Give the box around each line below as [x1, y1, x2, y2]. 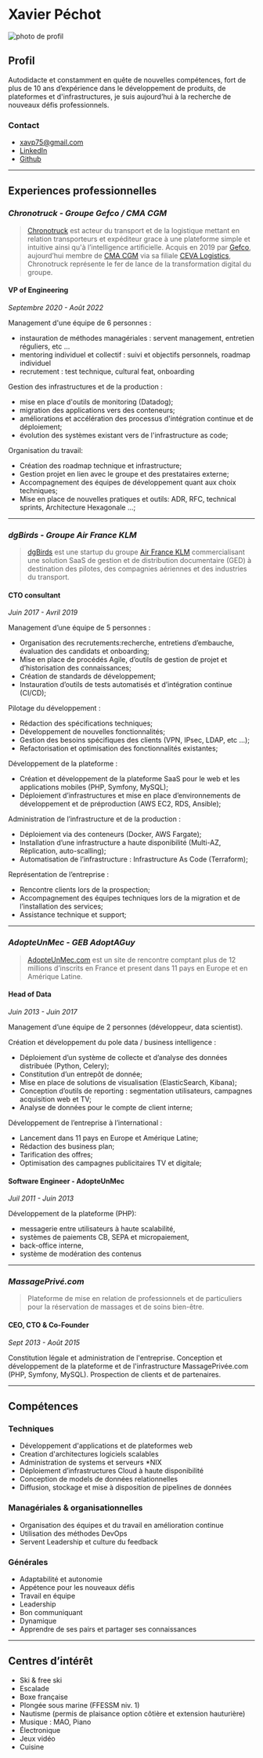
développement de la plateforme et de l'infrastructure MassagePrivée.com [8, 1361, 249, 1371]
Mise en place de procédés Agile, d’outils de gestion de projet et [19, 655, 228, 664]
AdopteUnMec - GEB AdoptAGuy [8, 937, 135, 948]
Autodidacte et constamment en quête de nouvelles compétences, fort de [8, 75, 247, 84]
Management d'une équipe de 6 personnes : [8, 318, 152, 327]
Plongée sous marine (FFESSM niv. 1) [19, 1700, 140, 1709]
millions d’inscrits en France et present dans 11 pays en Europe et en [27, 963, 248, 973]
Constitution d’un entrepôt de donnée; [19, 1069, 143, 1079]
